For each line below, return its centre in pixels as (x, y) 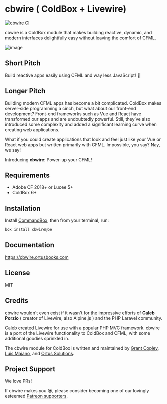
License (18, 273)
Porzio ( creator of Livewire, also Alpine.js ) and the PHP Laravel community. (84, 318)
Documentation (30, 245)
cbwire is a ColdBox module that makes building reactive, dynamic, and (79, 32)
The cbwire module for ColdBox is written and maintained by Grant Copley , (82, 348)
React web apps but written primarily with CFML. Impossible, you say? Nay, (83, 145)
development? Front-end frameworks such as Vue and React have (73, 114)
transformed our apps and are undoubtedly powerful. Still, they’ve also (78, 119)
